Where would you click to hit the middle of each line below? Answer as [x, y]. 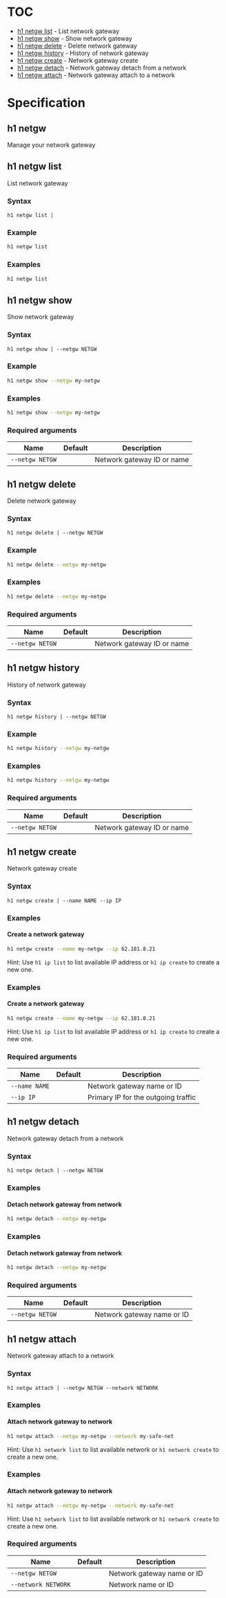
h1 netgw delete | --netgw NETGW [55, 533]
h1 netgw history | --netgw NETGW [57, 717]
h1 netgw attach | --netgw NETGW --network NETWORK [83, 1388]
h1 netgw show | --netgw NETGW [52, 349]
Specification [47, 103]
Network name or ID [141, 1584]
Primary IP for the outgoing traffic [142, 1098]
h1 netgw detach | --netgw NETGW [55, 1171]
